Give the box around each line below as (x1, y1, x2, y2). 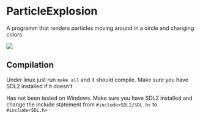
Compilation (6, 60, 54, 71)
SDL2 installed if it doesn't (6, 82, 73, 89)
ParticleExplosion (6, 4, 98, 18)
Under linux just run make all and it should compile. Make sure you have (6, 76, 188, 83)
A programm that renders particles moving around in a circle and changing (6, 24, 194, 32)
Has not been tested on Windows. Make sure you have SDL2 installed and (6, 94, 193, 102)
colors (6, 30, 23, 38)
